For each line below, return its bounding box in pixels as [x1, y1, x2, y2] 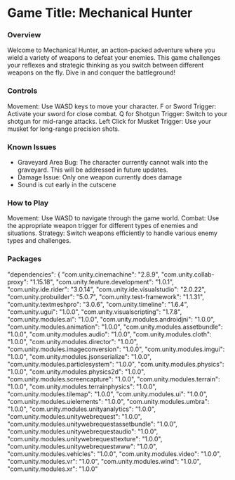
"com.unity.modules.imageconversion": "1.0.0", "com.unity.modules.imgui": [7, 345, 225, 353]
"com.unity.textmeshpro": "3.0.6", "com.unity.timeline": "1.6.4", [7, 300, 189, 308]
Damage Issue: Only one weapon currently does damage [17, 173, 182, 182]
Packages [7, 254, 42, 264]
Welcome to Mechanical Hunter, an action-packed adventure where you [7, 46, 215, 54]
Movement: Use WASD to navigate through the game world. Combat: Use [7, 214, 220, 222]
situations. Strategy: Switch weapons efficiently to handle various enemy [7, 229, 217, 237]
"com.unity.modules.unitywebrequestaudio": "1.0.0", [7, 427, 159, 436]
